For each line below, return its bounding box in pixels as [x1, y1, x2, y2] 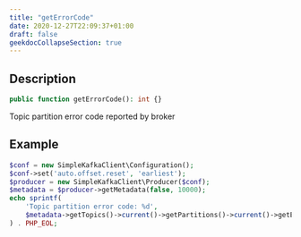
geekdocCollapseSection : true [9, 38, 123, 47]
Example [9, 137, 59, 152]
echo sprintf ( [9, 194, 63, 203]
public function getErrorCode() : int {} [9, 95, 163, 104]
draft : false [9, 30, 58, 38]
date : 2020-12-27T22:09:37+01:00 [9, 21, 134, 30]
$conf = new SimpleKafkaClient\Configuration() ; [9, 160, 194, 170]
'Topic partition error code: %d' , [25, 202, 159, 211]
